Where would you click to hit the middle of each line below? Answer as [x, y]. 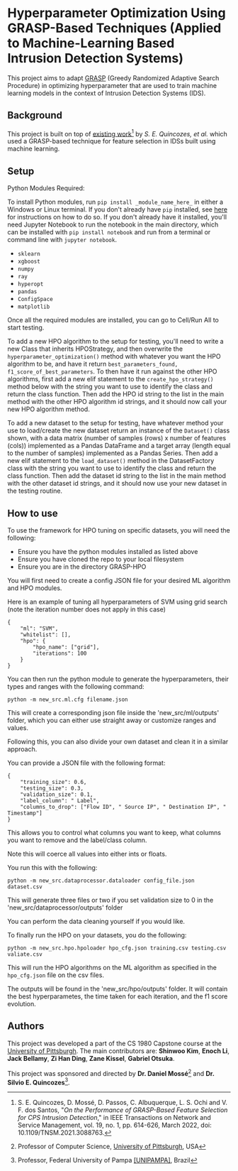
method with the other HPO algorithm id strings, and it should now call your [117, 402]
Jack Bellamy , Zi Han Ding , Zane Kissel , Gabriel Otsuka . [91, 1058]
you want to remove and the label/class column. [77, 840]
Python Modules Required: [46, 188]
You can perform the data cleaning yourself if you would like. [96, 922]
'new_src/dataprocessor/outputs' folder [65, 908]
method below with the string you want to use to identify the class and [110, 387]
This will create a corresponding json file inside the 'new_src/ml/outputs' [113, 713]
